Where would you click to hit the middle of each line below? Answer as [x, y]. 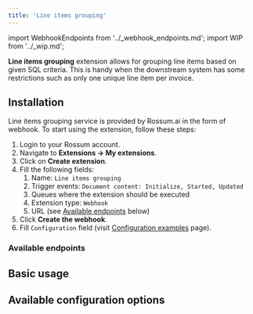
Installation [36, 103]
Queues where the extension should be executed [110, 195]
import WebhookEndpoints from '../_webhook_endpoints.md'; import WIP [126, 38]
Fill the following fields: [56, 170]
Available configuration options [87, 300]
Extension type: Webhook [69, 203]
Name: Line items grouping [76, 178]
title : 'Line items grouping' [58, 15]
